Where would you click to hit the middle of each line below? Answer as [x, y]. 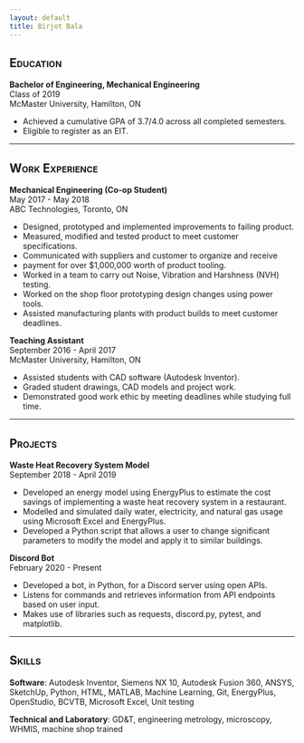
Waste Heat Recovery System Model [80, 465]
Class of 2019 [35, 94]
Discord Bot [32, 557]
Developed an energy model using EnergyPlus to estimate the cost [147, 492]
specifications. [50, 246]
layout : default [40, 18]
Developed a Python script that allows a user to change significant [146, 530]
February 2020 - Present [56, 567]
